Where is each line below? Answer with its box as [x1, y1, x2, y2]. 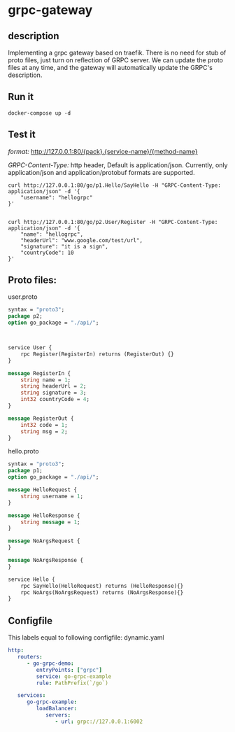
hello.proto [8, 447, 39, 456]
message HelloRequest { [8, 486, 78, 493]
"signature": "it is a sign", [20, 243, 109, 250]
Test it [8, 129, 36, 141]
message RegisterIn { [8, 369, 71, 376]
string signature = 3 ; [20, 389, 87, 397]
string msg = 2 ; [20, 428, 69, 435]
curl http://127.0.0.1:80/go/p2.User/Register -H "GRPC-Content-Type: [8, 218, 218, 225]
